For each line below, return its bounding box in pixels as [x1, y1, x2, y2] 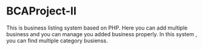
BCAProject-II [6, 4, 77, 18]
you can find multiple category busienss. [6, 37, 108, 44]
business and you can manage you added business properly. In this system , [6, 30, 198, 37]
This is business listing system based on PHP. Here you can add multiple [6, 24, 188, 31]
